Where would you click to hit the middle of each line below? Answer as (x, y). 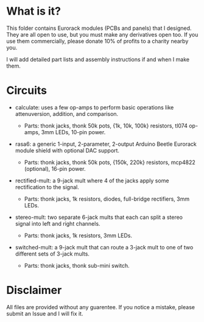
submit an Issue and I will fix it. (45, 313)
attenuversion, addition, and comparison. (67, 113)
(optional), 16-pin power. (55, 168)
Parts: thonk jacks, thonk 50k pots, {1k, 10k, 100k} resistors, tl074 (106, 126)
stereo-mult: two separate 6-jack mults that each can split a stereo (99, 217)
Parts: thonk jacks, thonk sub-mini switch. (77, 265)
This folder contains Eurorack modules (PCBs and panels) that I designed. (99, 28)
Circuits (27, 91)
